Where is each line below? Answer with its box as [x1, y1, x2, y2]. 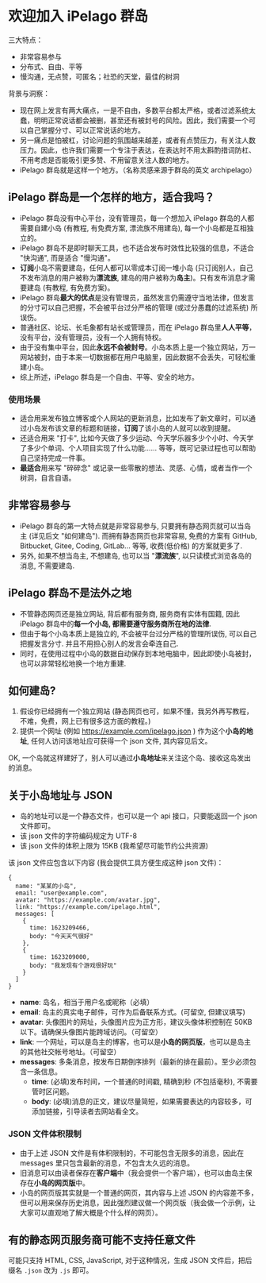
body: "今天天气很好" [28, 933, 93, 941]
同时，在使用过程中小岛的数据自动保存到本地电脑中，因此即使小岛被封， [19, 648, 256, 658]
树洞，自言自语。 [19, 473, 76, 483]
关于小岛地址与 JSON [8, 788, 113, 802]
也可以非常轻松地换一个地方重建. [19, 659, 127, 668]
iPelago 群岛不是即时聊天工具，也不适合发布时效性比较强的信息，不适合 [19, 243, 255, 253]
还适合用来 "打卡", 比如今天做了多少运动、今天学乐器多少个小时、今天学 [19, 434, 254, 443]
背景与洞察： [8, 88, 50, 98]
